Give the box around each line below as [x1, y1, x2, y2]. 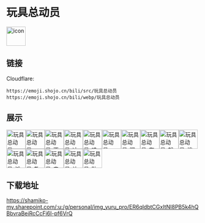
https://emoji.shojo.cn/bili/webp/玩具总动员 [6, 94, 120, 100]
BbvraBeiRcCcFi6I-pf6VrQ [6, 210, 73, 217]
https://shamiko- [6, 197, 48, 204]
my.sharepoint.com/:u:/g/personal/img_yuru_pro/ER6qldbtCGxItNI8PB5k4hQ [6, 203, 199, 211]
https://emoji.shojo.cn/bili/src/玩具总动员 [6, 88, 117, 94]
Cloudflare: [6, 75, 35, 82]
